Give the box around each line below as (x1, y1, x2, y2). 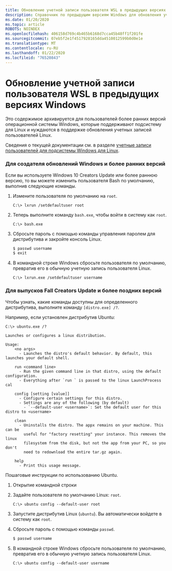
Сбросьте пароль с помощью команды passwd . (12, 526, 115, 532)
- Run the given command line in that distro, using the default (18, 369, 161, 374)
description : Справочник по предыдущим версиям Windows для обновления (5, 12, 161, 17)
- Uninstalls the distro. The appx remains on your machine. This (18, 422, 164, 428)
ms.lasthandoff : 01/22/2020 (5, 50, 66, 55)
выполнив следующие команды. (5, 183, 77, 189)
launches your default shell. (5, 355, 70, 361)
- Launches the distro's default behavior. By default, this (18, 351, 153, 356)
